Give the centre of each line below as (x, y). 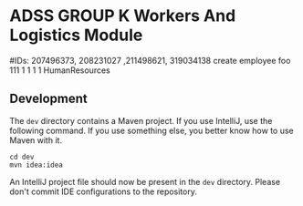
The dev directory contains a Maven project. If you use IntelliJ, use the (141, 120)
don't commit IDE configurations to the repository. (104, 191)
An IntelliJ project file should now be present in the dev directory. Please (145, 181)
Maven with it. (36, 140)
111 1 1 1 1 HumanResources (60, 70)
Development (49, 99)
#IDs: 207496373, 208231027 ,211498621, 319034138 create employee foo (150, 60)
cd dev (22, 157)
